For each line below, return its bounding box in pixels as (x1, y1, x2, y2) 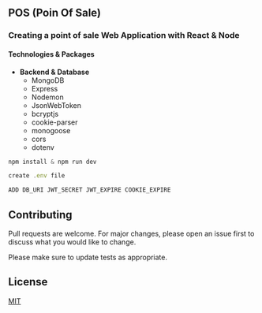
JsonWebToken (31, 100, 81, 110)
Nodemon (31, 92, 65, 102)
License (8, 275, 48, 289)
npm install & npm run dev (8, 158, 97, 166)
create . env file (8, 172, 65, 180)
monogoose (31, 125, 71, 135)
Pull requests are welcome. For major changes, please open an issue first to (8, 229, 255, 238)
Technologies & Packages (8, 49, 95, 58)
